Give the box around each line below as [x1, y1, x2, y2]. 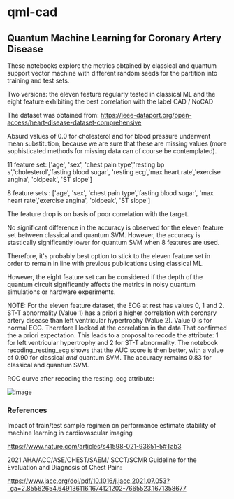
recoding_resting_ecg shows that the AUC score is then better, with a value [7, 346, 224, 354]
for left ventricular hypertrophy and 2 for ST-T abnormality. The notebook [7, 339, 219, 346]
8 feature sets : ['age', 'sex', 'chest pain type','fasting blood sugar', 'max [7, 189, 214, 197]
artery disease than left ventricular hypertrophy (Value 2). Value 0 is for [7, 316, 212, 324]
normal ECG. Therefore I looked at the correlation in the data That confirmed [7, 323, 227, 332]
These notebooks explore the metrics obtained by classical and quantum [7, 62, 217, 70]
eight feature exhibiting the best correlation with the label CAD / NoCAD [7, 97, 214, 106]
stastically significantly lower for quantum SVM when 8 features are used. [7, 239, 220, 246]
